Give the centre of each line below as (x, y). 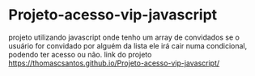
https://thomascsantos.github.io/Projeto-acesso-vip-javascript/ (114, 63)
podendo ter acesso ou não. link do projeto (80, 54)
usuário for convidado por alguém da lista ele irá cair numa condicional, (128, 45)
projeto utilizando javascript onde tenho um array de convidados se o (124, 37)
